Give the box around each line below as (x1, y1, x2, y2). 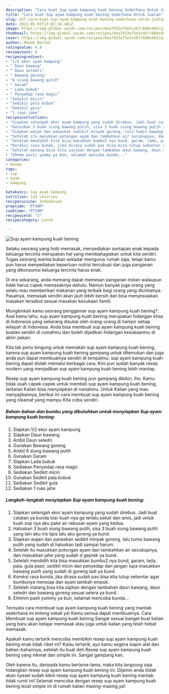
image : (6, 26, 20, 31)
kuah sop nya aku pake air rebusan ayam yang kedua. (13, 520, 124, 526)
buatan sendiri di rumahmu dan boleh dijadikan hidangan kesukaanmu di (6, 329, 155, 335)
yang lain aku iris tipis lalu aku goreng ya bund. (13, 531, 110, 537)
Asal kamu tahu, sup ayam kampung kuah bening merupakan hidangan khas (6, 313, 163, 320)
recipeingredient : (6, 54, 44, 59)
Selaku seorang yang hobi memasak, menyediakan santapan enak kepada (6, 246, 159, 252)
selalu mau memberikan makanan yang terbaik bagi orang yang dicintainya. (6, 287, 162, 293)
